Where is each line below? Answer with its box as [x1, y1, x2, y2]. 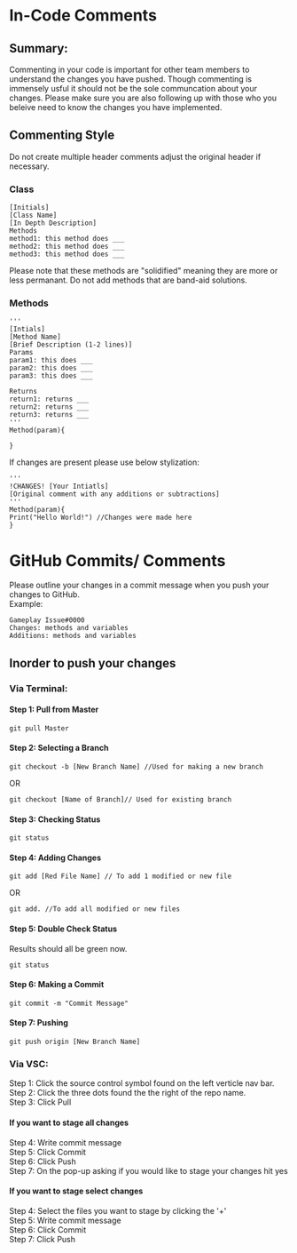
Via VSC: [9, 1058, 49, 1070]
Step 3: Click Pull [9, 1097, 72, 1107]
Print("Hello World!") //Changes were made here [9, 513, 192, 523]
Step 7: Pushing [9, 1018, 68, 1028]
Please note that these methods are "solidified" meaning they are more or [9, 266, 278, 276]
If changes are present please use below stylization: [9, 457, 199, 467]
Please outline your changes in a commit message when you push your [9, 579, 270, 591]
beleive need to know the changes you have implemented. [9, 102, 223, 112]
